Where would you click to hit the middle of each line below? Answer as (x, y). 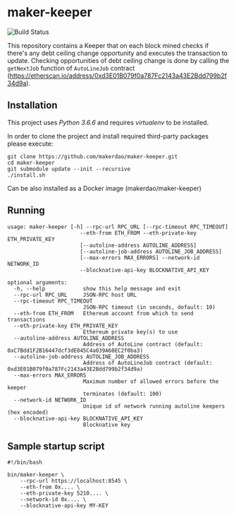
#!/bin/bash (25, 463)
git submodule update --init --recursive (69, 169)
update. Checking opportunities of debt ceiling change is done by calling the (118, 60)
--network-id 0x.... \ (53, 500)
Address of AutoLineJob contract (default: (148, 363)
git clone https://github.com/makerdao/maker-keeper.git (93, 156)
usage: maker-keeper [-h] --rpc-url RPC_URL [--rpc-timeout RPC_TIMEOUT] (118, 227)
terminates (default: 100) (122, 394)
